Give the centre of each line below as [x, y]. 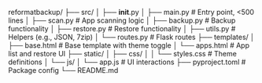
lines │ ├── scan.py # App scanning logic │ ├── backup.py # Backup [122, 20]
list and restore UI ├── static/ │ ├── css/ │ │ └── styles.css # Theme [123, 54]
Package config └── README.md [63, 70]
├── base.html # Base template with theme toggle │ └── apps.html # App [129, 45]
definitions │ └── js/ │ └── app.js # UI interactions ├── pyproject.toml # [127, 62]
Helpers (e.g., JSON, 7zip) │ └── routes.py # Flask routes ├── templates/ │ [132, 37]
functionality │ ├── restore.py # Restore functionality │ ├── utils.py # [122, 29]
